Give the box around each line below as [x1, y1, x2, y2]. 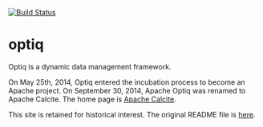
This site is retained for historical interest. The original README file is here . [8, 109, 256, 119]
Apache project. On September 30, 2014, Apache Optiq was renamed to [8, 85, 246, 95]
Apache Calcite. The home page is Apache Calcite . [8, 94, 176, 104]
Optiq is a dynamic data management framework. [8, 62, 172, 71]
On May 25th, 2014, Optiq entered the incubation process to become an [8, 77, 246, 87]
